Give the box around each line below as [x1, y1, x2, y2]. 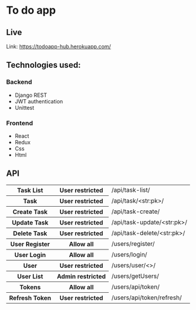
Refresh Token [9, 293, 52, 302]
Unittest [14, 104, 34, 111]
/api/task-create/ [111, 207, 160, 216]
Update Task [11, 218, 49, 226]
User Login [14, 251, 46, 259]
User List [17, 272, 43, 280]
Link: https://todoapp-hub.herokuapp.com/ [6, 43, 111, 50]
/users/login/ [111, 250, 147, 258]
